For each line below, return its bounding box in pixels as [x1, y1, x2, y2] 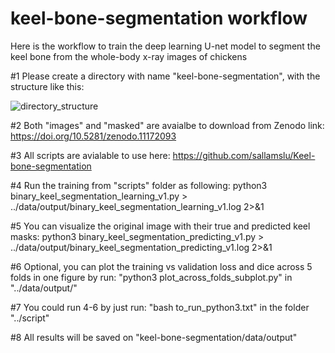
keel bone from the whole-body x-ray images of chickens [10, 50, 248, 62]
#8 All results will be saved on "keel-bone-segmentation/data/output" [10, 331, 298, 343]
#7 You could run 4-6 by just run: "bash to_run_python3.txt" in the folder [10, 301, 310, 313]
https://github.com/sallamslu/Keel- [172, 149, 316, 161]
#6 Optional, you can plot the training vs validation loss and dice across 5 [10, 260, 313, 272]
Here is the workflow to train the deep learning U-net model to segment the [10, 40, 321, 52]
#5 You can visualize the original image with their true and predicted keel [10, 220, 311, 232]
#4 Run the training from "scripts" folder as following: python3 [10, 179, 268, 191]
